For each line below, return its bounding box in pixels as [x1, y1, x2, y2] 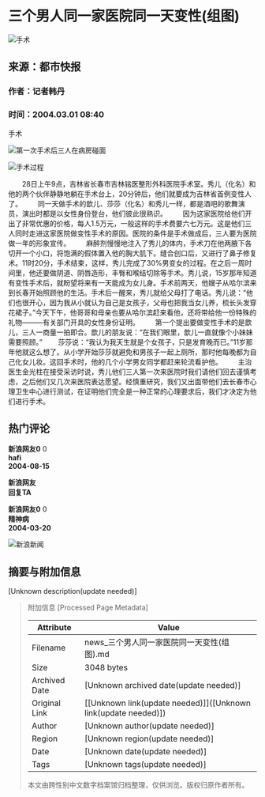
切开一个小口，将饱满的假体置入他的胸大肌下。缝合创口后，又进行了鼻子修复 [8, 248, 257, 258]
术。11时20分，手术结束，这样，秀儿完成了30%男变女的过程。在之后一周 [8, 258, 245, 267]
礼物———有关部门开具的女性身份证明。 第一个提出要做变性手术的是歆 [8, 317, 252, 327]
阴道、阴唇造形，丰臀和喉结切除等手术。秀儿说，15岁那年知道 [56, 268, 257, 278]
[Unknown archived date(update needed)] [84, 680, 241, 691]
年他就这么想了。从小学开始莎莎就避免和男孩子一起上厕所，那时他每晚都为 [8, 347, 250, 357]
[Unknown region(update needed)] [84, 733, 215, 744]
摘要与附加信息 [8, 565, 81, 578]
